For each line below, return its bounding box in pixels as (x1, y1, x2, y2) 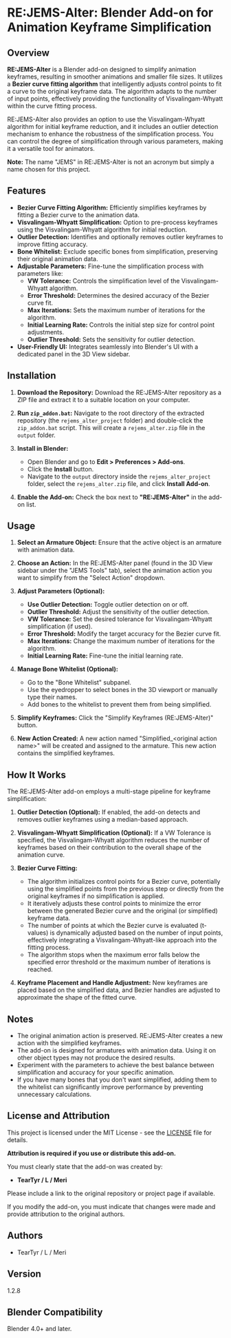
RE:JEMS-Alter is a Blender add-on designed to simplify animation (7, 65, 197, 73)
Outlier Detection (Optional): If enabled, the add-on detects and (16, 808, 201, 816)
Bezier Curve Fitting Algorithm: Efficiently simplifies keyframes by (16, 203, 207, 212)
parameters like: (16, 269, 63, 277)
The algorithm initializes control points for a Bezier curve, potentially (27, 878, 221, 886)
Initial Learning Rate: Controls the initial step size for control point (27, 321, 215, 329)
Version (7, 1268, 41, 1280)
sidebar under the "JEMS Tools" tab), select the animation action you (16, 567, 212, 575)
